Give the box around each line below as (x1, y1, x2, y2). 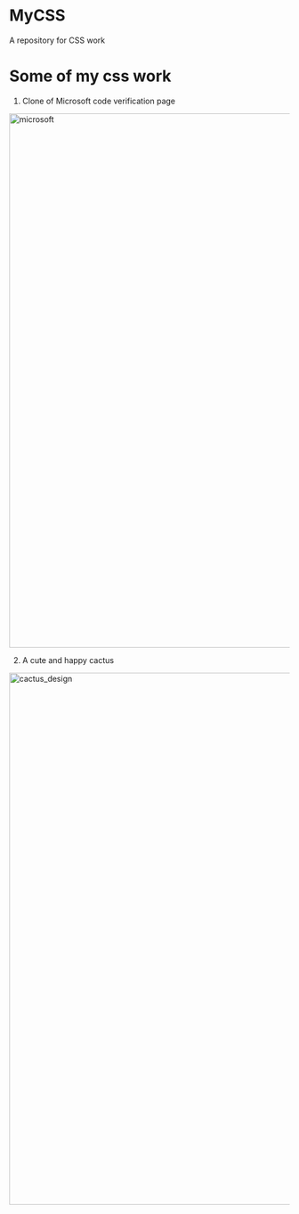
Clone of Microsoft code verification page (21, 95, 176, 106)
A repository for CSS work (9, 35, 105, 45)
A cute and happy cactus (21, 654, 114, 665)
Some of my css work (9, 66, 172, 86)
